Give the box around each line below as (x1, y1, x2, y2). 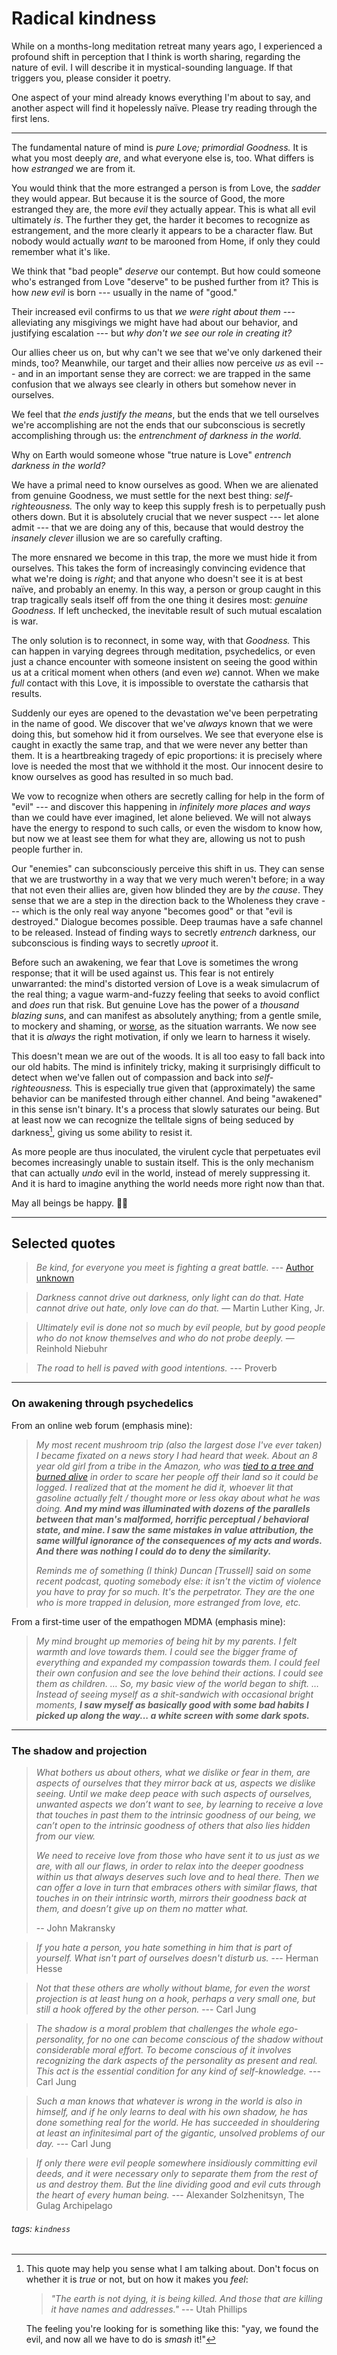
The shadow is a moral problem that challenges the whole (35, 2023, 277, 2034)
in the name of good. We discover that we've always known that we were (11, 717, 314, 729)
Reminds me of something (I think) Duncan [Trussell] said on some (35, 1564, 312, 1576)
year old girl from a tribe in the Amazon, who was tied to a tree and (35, 1460, 314, 1472)
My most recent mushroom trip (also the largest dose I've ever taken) (35, 1438, 323, 1451)
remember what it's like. (11, 245, 111, 257)
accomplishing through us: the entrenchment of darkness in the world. (11, 429, 302, 441)
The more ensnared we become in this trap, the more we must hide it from (11, 551, 318, 563)
